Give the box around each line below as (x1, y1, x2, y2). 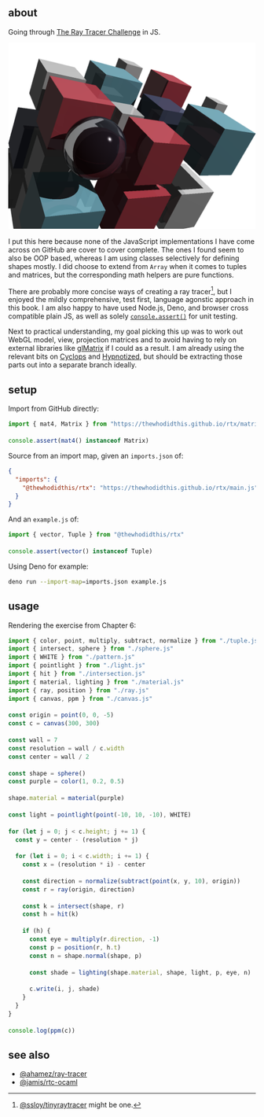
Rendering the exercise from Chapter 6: (8, 621, 137, 630)
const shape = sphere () (8, 769, 86, 777)
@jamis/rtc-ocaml (19, 1078, 79, 1087)
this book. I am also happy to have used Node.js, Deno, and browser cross (8, 303, 249, 313)
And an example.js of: (8, 514, 79, 524)
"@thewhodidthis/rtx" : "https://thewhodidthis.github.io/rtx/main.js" (22, 484, 258, 492)
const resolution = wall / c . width (8, 744, 125, 752)
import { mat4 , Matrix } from (8, 420, 108, 428)
